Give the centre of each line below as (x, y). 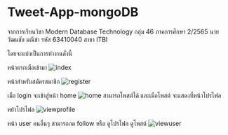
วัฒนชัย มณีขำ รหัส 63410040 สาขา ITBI (58, 39)
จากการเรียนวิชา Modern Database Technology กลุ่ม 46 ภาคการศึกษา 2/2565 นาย (113, 31)
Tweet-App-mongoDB (73, 12)
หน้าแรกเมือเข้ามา (27, 67)
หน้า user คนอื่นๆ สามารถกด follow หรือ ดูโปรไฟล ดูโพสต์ (77, 123)
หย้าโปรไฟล (21, 109)
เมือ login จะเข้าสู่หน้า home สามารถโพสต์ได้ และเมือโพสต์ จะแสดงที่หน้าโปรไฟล (114, 95)
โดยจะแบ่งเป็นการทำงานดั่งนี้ (40, 53)
